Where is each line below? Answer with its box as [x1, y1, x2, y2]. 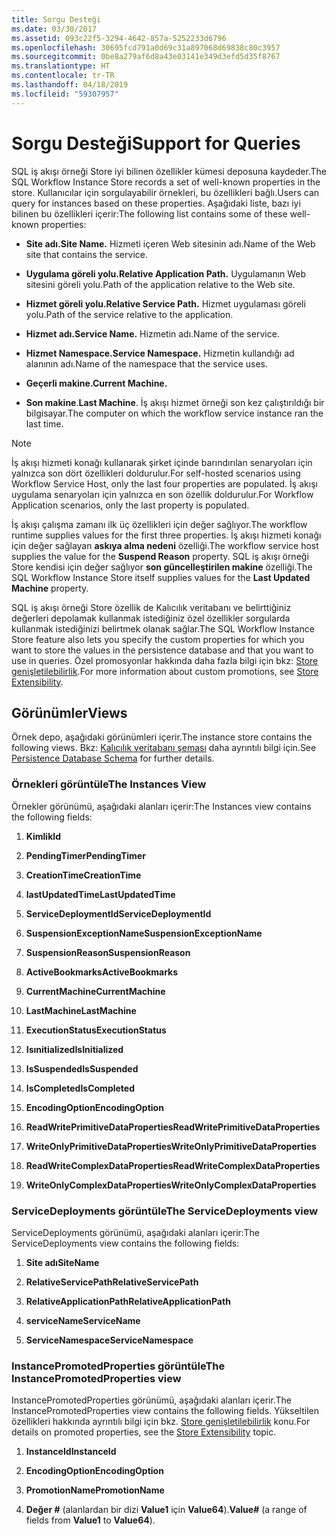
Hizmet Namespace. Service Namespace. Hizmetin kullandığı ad [25, 347, 295, 359]
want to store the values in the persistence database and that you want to [11, 644, 314, 656]
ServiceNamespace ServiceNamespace [25, 1334, 194, 1346]
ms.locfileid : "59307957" [11, 89, 119, 99]
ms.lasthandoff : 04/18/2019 [11, 80, 129, 90]
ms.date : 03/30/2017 [11, 24, 98, 34]
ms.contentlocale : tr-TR [11, 71, 115, 81]
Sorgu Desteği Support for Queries [11, 132, 301, 155]
